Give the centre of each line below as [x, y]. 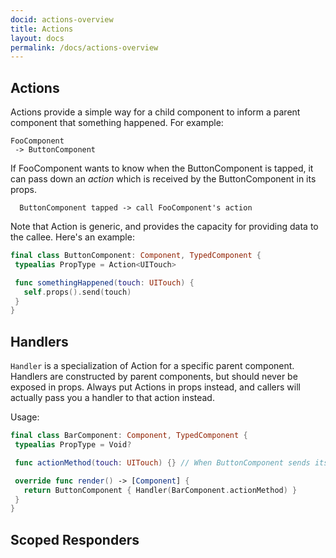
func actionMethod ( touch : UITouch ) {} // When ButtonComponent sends [162, 462]
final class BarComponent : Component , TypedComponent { [129, 436]
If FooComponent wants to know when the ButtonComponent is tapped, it [162, 168]
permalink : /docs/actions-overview [84, 47]
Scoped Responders [75, 539]
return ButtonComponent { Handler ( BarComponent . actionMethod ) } [160, 490]
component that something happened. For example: [117, 123]
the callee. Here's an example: [72, 237]
